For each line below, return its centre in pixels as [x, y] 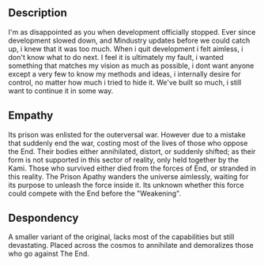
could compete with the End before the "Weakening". [95, 193]
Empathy [31, 116]
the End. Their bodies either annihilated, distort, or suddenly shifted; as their [132, 151]
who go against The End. [49, 254]
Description [38, 13]
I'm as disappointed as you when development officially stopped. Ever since [132, 32]
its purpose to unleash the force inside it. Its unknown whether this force [126, 185]
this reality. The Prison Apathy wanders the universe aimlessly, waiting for [128, 176]
